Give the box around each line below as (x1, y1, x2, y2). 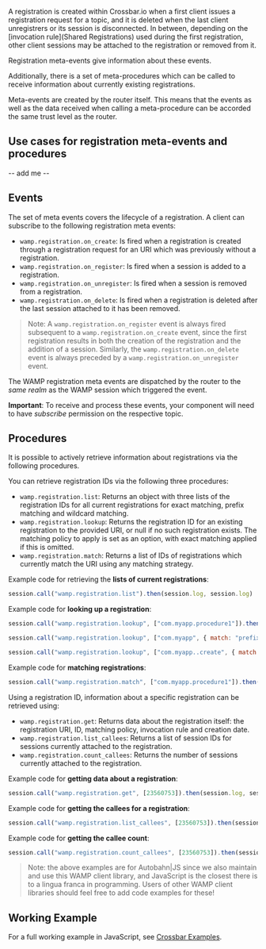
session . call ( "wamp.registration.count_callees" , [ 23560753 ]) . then (8, 848, 236, 856)
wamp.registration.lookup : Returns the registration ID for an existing (19, 517, 243, 527)
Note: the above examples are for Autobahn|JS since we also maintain (27, 863, 257, 872)
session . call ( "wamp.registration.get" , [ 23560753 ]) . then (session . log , (8, 789, 246, 797)
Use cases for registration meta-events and (8, 135, 228, 148)
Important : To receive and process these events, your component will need (8, 400, 255, 409)
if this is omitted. (19, 543, 74, 552)
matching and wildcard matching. (19, 509, 129, 518)
